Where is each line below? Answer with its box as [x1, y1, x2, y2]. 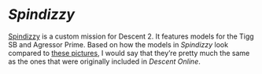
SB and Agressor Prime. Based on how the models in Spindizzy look [8, 39, 229, 49]
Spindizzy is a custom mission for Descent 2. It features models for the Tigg [8, 31, 254, 41]
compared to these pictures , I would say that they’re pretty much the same [8, 48, 250, 57]
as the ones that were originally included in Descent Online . [8, 57, 201, 66]
